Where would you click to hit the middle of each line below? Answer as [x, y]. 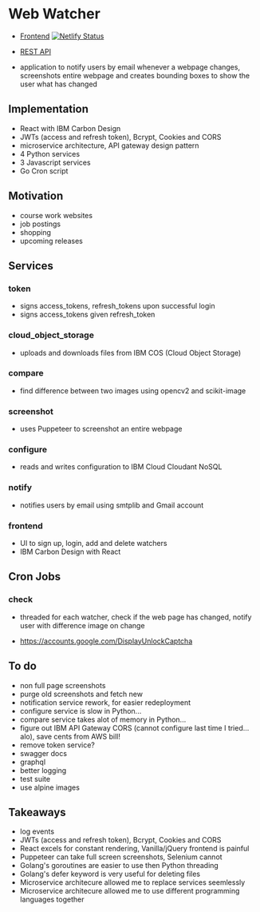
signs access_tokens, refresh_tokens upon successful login [117, 306]
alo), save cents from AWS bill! [70, 736]
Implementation [49, 109]
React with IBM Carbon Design [70, 128]
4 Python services [50, 153]
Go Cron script [44, 171]
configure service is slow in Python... [81, 711]
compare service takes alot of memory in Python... [103, 719]
